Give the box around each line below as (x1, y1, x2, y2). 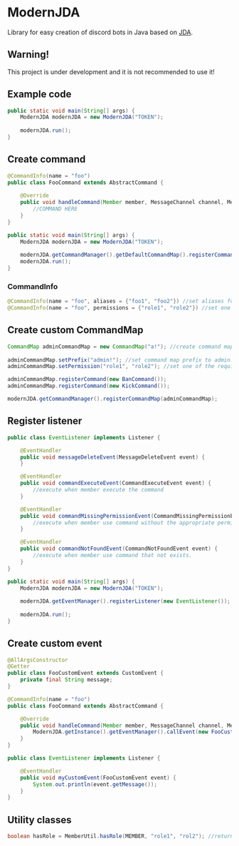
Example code (7, 88, 72, 101)
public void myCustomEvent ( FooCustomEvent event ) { (20, 774, 176, 781)
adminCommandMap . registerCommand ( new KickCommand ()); (7, 382, 171, 389)
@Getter (7, 663, 31, 671)
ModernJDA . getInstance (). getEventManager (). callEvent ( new (33, 728, 208, 735)
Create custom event (7, 638, 102, 650)
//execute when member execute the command (33, 486, 164, 494)
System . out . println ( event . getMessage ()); (33, 780, 158, 788)
